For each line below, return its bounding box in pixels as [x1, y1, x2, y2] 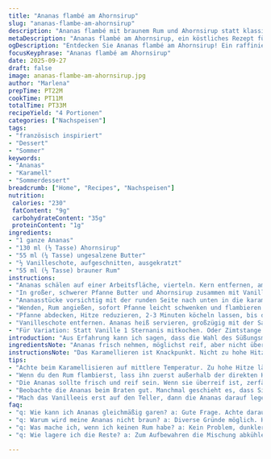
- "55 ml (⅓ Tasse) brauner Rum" [8, 267, 121, 275]
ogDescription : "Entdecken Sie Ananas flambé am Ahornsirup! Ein [8, 42, 232, 50]
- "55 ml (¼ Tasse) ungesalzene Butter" [8, 251, 147, 259]
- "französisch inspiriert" [8, 131, 103, 139]
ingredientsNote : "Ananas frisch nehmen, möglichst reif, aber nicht [8, 341, 248, 349]
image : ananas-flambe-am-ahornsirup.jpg [8, 72, 147, 80]
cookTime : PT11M [8, 94, 63, 102]
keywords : [8, 154, 42, 162]
